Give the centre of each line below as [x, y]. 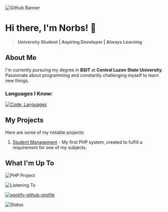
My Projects [24, 120]
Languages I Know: [29, 93]
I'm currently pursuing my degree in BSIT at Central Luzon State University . [84, 70]
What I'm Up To [30, 163]
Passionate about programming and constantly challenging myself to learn [82, 75]
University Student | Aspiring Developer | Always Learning [80, 42]
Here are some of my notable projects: [45, 132]
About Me [21, 58]
